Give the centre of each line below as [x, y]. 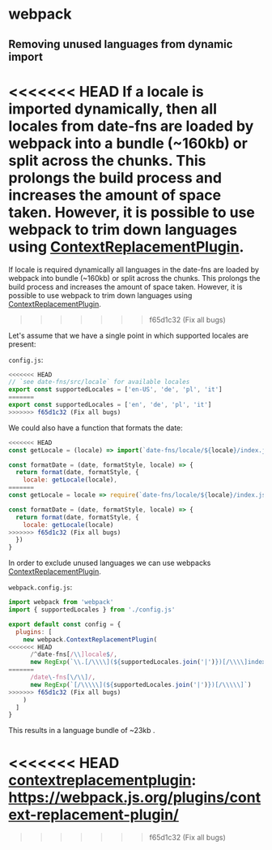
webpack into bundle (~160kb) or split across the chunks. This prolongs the [134, 278]
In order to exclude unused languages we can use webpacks [110, 563]
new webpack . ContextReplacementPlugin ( [90, 639]
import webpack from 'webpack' [61, 602]
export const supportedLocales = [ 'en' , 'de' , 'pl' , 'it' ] [110, 405]
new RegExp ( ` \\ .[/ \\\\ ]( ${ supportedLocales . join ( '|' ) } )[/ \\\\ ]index [148, 662]
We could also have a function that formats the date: [96, 428]
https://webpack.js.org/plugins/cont [135, 798]
